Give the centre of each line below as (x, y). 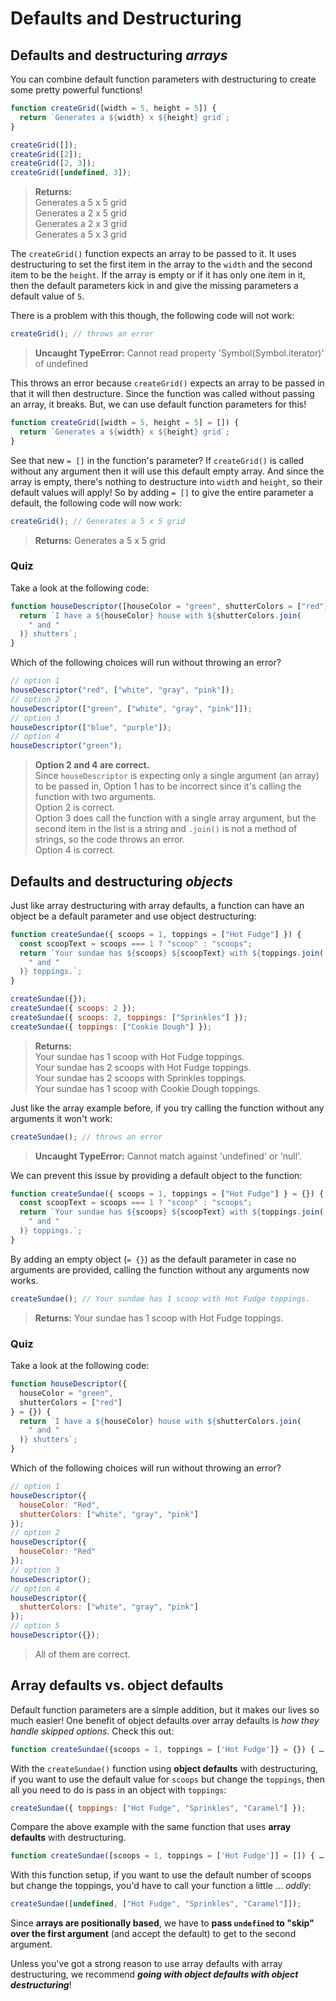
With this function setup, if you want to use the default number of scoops (161, 1875)
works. (24, 1280)
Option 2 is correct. (74, 808)
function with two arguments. (95, 797)
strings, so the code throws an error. (109, 839)
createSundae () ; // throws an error (86, 1137)
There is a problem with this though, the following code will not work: (152, 316)
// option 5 (35, 1626)
